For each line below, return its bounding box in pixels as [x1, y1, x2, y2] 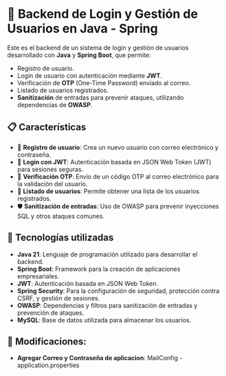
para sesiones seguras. [16, 165, 84, 173]
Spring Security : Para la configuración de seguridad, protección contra [16, 287, 220, 295]
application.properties [16, 361, 80, 370]
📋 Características [7, 122, 87, 133]
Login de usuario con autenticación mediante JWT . [16, 71, 163, 80]
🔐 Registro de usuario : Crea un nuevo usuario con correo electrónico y [16, 143, 218, 151]
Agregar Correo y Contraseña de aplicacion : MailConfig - [16, 354, 183, 362]
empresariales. [16, 272, 60, 280]
